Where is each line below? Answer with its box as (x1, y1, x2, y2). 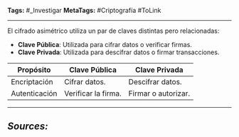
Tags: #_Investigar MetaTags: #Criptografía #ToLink (7, 6, 161, 14)
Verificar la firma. (63, 88, 122, 98)
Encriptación (11, 77, 53, 86)
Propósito (17, 65, 51, 74)
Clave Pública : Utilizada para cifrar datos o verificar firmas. (17, 41, 192, 49)
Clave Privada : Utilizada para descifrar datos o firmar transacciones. (17, 48, 220, 56)
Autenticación (11, 88, 58, 98)
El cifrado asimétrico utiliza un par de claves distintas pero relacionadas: (7, 26, 220, 35)
